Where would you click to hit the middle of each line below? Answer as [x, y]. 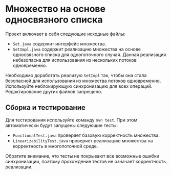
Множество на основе [56, 9]
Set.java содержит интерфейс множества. [59, 43]
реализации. [19, 167]
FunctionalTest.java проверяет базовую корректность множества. [86, 135]
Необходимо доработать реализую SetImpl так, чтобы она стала [76, 75]
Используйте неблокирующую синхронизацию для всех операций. [79, 86]
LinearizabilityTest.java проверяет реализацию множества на [83, 140]
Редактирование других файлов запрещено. [54, 91]
